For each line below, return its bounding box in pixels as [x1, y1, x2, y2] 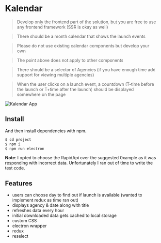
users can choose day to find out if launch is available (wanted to [12, 192, 143, 198]
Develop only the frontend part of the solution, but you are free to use [16, 19, 156, 25]
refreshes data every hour [12, 208, 64, 213]
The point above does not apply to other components [16, 57, 124, 63]
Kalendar [5, 3, 43, 14]
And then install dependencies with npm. [5, 128, 87, 134]
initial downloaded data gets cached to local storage [12, 213, 117, 218]
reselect [12, 233, 29, 239]
